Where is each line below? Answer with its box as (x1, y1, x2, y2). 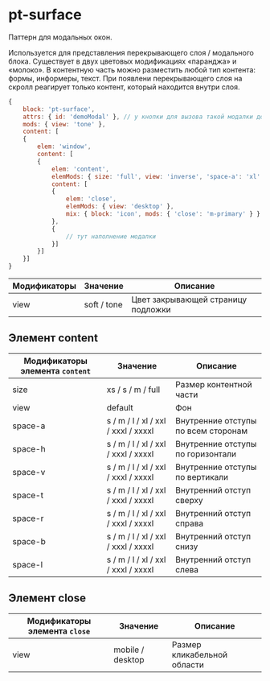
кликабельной (171, 649, 227, 660)
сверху (175, 494, 203, 506)
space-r (12, 513, 44, 524)
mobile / (113, 644, 145, 655)
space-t (12, 489, 44, 501)
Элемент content (8, 332, 99, 345)
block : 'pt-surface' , (22, 105, 95, 113)
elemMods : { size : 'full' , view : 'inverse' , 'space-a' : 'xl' (51, 172, 261, 180)
